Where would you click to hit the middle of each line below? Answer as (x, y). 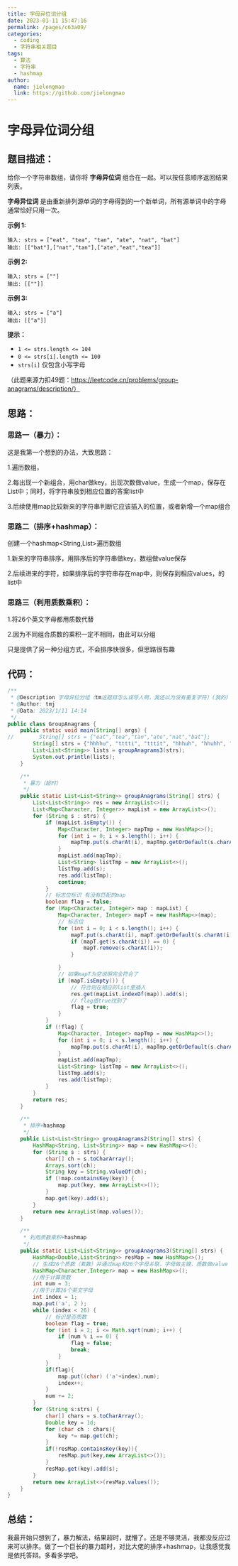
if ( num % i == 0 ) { (88, 1336)
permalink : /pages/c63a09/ (47, 27)
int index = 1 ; (55, 1297)
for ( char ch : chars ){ (80, 1429)
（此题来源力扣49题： (39, 380)
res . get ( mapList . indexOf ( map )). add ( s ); (130, 994)
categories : (25, 34)
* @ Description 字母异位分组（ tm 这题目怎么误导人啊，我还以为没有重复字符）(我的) (119, 698)
